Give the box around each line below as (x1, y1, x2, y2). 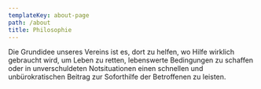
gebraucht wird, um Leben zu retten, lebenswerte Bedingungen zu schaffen (8, 55, 254, 65)
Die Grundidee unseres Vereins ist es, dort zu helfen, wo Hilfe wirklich (8, 48, 235, 57)
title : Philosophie (8, 26, 72, 34)
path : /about (8, 19, 51, 27)
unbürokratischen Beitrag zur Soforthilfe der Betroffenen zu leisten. (8, 72, 226, 82)
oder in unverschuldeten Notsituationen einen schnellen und (8, 64, 204, 73)
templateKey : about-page (8, 11, 90, 20)
